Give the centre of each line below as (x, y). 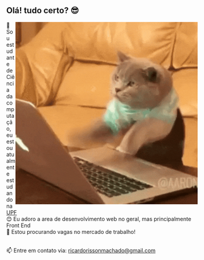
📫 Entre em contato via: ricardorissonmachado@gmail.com (81, 250)
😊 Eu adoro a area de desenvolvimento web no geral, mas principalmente (99, 219)
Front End (19, 225)
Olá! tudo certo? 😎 (42, 11)
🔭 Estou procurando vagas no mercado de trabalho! (71, 231)
